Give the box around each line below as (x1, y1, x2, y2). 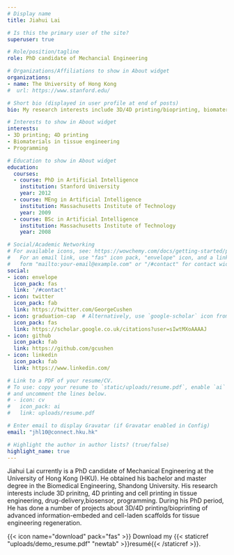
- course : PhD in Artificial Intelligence (13, 177, 139, 184)
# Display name (7, 10, 52, 17)
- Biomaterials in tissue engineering (7, 138, 120, 145)
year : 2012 (19, 190, 52, 197)
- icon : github (7, 332, 52, 339)
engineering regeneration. (7, 519, 82, 527)
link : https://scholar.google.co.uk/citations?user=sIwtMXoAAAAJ (13, 325, 208, 332)
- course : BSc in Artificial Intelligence (13, 216, 139, 223)
